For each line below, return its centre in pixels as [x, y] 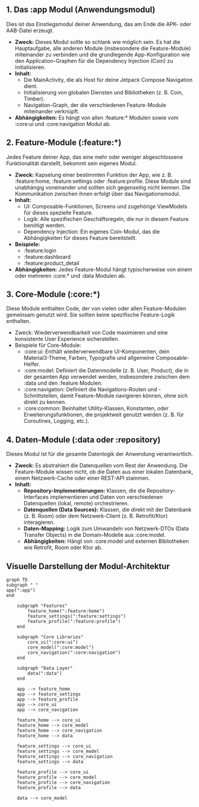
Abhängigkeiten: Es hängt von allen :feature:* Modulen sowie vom [97, 118]
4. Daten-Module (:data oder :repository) [83, 440]
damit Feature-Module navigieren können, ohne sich [124, 396]
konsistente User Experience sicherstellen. [67, 339]
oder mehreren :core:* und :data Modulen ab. [70, 276]
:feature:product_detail [51, 263]
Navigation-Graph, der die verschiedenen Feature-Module [95, 105]
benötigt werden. [45, 225]
